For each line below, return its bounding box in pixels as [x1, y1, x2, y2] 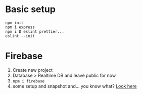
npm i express [5, 24, 35, 30]
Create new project [12, 67, 53, 73]
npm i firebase [12, 78, 45, 84]
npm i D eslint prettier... [5, 29, 65, 34]
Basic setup [5, 4, 56, 15]
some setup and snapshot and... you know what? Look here [12, 83, 137, 89]
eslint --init [5, 33, 35, 38]
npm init [5, 20, 24, 25]
